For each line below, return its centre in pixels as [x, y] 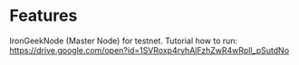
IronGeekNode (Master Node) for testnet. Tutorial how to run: [124, 41]
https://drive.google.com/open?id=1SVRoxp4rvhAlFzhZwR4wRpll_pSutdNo [149, 50]
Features [43, 16]
